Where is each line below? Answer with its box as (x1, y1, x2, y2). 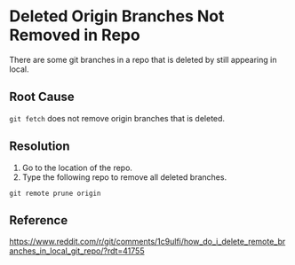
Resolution (9, 139, 70, 154)
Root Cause (9, 90, 76, 105)
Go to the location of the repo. (21, 162, 133, 173)
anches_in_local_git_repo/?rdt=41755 (9, 246, 145, 256)
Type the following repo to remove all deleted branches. (21, 171, 227, 183)
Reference (9, 213, 68, 228)
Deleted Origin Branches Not (9, 6, 225, 27)
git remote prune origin (9, 189, 101, 198)
